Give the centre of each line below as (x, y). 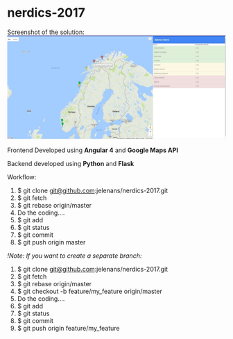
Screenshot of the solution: (46, 32)
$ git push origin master (51, 242)
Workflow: (22, 177)
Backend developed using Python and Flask (71, 164)
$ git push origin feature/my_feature (68, 329)
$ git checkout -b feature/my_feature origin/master (90, 291)
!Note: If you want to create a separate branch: (75, 256)
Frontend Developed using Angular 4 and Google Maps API (93, 150)
